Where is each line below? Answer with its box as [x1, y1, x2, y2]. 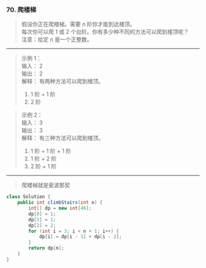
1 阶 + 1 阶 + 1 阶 [30, 147, 72, 155]
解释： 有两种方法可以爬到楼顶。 [21, 78, 104, 85]
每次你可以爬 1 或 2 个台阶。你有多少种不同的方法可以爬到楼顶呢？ [21, 28, 189, 36]
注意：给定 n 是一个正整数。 [21, 36, 93, 44]
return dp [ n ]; [28, 245, 64, 251]
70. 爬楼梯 [6, 5, 37, 13]
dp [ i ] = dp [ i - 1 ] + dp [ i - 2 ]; [39, 234, 122, 240]
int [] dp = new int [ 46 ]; [28, 205, 92, 212]
